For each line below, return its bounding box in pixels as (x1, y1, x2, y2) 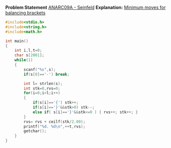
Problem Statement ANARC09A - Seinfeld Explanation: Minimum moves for (5, 5, 166, 10)
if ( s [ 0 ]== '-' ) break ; (23, 72, 70, 77)
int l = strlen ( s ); (23, 81, 63, 86)
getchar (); (23, 129, 47, 134)
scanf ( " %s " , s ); (23, 67, 56, 72)
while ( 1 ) (14, 57, 33, 63)
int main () (5, 38, 29, 44)
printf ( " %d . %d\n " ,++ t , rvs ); (23, 124, 86, 129)
